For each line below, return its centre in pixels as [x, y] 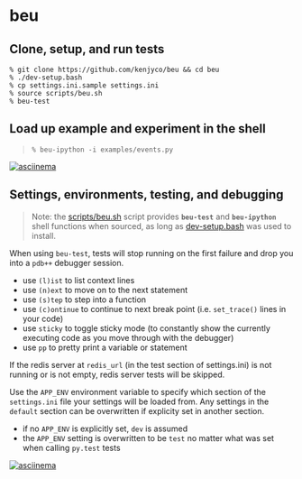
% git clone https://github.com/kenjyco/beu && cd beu [114, 69]
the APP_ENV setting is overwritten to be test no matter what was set [148, 438]
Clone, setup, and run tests [87, 49]
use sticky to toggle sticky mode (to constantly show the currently [146, 328]
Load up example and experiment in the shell [137, 129]
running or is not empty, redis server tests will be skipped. [117, 374]
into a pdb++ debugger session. [67, 263]
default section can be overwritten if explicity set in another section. [137, 410]
